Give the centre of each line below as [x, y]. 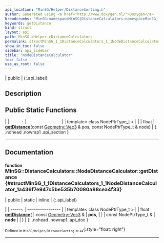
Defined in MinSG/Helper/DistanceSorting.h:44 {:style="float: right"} [65, 230]
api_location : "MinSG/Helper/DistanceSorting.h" [55, 10]
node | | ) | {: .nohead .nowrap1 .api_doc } [47, 220]
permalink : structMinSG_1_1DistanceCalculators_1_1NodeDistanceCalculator [83, 42]
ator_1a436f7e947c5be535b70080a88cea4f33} [63, 189]
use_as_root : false [25, 64]
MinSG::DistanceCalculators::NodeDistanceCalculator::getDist [82, 171]
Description [23, 93]
